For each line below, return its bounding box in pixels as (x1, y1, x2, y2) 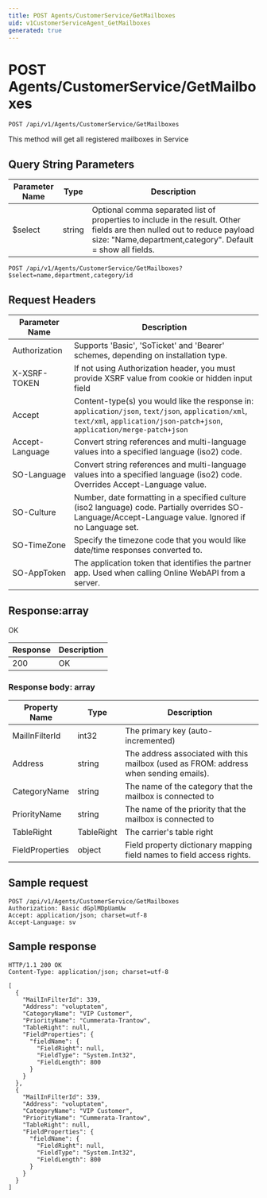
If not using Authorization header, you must (74, 362, 236, 373)
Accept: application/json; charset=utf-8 (8, 911, 148, 919)
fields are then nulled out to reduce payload (91, 224, 255, 235)
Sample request (8, 876, 89, 890)
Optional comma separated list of (91, 204, 216, 215)
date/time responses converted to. (74, 544, 203, 555)
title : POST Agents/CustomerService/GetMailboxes (8, 11, 176, 20)
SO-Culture (12, 506, 56, 517)
